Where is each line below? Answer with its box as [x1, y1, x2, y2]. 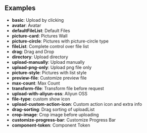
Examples [4, 4, 36, 12]
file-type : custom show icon [11, 96, 70, 102]
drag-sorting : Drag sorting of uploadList [11, 106, 95, 112]
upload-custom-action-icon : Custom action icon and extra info [11, 101, 142, 107]
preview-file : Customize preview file [11, 75, 87, 81]
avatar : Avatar [11, 22, 42, 28]
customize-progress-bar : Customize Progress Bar [11, 117, 116, 123]
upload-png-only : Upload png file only [11, 64, 92, 70]
